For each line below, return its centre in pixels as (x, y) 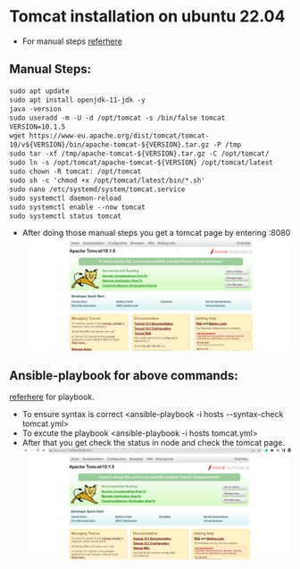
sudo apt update (39, 91)
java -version (36, 109)
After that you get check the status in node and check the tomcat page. (154, 443)
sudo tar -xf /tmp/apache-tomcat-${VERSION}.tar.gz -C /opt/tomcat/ (139, 154)
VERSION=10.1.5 (37, 127)
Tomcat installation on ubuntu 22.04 (147, 17)
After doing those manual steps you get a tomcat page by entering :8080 (156, 232)
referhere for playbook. (52, 397)
